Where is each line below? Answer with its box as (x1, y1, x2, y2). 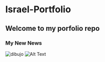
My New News (5, 39, 42, 47)
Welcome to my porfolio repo (5, 24, 100, 33)
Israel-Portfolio (5, 4, 71, 15)
